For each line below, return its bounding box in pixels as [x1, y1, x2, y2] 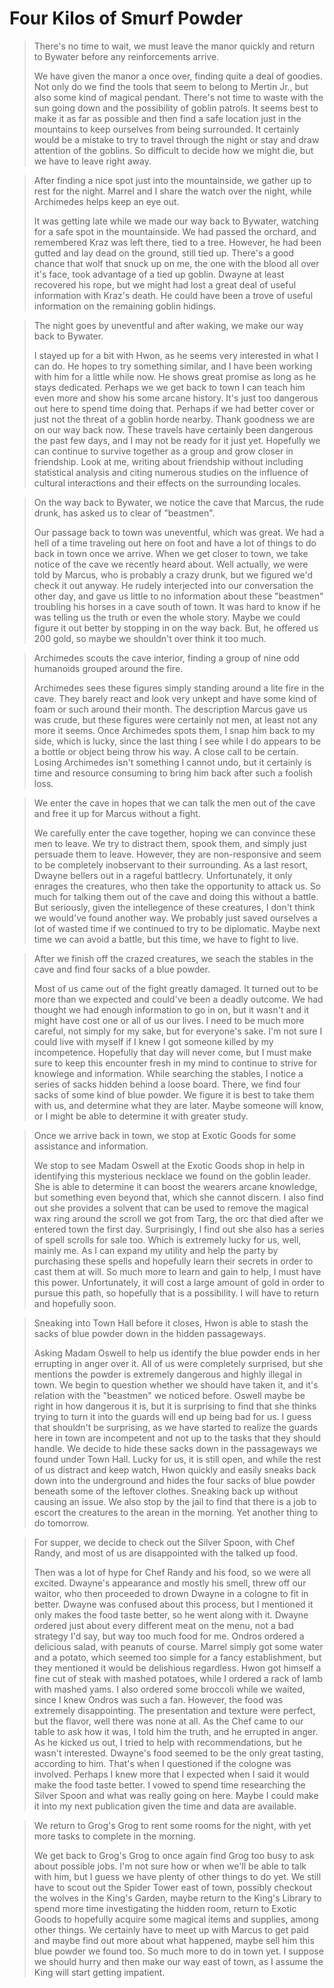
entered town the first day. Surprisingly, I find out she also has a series [33, 1223, 325, 1235]
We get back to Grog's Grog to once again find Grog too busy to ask [33, 1849, 315, 1861]
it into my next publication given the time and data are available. [33, 1800, 297, 1812]
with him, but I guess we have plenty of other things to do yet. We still [33, 1870, 322, 1882]
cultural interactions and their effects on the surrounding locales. [33, 477, 302, 489]
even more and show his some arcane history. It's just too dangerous [33, 392, 319, 404]
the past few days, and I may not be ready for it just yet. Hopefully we [33, 434, 321, 446]
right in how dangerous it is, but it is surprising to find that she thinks [33, 1400, 317, 1412]
